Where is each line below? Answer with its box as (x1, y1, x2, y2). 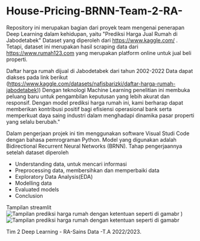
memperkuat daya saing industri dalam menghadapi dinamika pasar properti (6, 112, 195, 119)
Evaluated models (14, 185, 59, 193)
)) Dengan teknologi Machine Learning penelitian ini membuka (37, 86, 190, 93)
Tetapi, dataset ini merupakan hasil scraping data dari (6, 43, 139, 50)
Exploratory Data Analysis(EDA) (14, 173, 93, 180)
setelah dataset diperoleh (6, 148, 69, 156)
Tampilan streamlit (6, 203, 52, 211)
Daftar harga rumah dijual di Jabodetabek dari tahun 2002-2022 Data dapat (6, 67, 193, 74)
